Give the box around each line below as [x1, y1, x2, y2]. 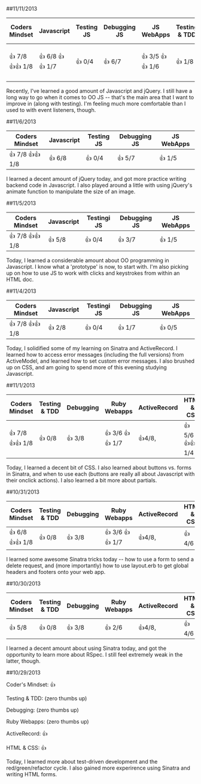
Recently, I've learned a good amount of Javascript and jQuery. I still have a [6, 87, 193, 95]
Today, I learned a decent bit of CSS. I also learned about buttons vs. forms [6, 464, 191, 471]
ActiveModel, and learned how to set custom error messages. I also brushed [6, 357, 195, 364]
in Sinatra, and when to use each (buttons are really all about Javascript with [6, 470, 195, 478]
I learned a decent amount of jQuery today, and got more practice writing [6, 175, 187, 182]
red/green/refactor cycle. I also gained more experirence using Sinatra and [6, 764, 190, 771]
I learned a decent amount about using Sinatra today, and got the [6, 645, 166, 652]
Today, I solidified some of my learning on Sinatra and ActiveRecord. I [6, 345, 178, 352]
